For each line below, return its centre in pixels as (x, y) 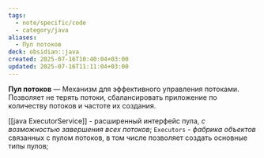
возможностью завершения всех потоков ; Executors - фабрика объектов (132, 129)
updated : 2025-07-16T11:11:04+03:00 (68, 67)
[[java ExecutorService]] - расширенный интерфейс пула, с (107, 121)
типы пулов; (28, 145)
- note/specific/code (51, 23)
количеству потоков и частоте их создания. (82, 105)
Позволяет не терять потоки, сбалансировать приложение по (113, 97)
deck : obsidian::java (44, 52)
